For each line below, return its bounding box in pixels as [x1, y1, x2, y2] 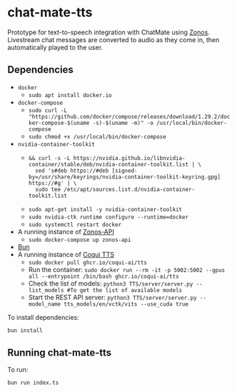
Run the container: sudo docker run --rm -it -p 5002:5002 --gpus [28, 265, 226, 273]
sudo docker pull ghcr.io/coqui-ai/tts [28, 258, 148, 266]
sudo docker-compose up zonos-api [28, 236, 131, 243]
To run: [7, 366, 29, 374]
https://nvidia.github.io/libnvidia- [73, 154, 186, 161]
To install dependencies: [7, 313, 80, 321]
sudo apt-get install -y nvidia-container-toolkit [28, 206, 183, 213]
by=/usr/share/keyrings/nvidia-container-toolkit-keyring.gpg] [28, 173, 221, 181]
